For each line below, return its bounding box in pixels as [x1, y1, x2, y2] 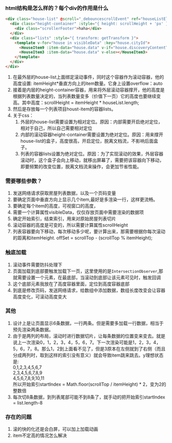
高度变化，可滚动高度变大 [12, 293, 67, 300]
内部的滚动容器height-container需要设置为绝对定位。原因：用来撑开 [20, 131, 164, 138]
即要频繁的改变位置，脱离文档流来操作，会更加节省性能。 [20, 163, 142, 169]
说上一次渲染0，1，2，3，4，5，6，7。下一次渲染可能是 [12, 339, 133, 345]
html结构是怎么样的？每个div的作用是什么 [5, 4, 109, 11]
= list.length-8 [12, 400, 43, 406]
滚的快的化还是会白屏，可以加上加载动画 [12, 426, 98, 432]
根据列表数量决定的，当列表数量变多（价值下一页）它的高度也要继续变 [12, 93, 161, 99]
